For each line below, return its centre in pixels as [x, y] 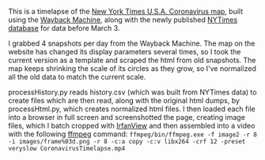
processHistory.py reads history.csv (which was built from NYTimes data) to [132, 92]
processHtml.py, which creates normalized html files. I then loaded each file [132, 109]
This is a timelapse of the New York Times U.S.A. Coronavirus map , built [126, 11]
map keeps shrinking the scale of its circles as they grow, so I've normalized [132, 69]
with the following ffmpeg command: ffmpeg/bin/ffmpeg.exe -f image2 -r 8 [133, 134]
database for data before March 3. [64, 28]
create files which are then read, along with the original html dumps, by [124, 100]
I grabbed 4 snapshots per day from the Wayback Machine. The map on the [132, 43]
